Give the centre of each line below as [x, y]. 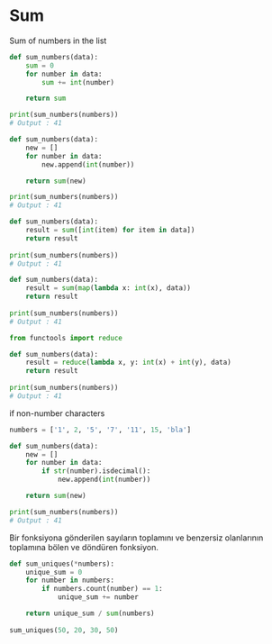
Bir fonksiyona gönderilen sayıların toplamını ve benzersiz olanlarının [136, 538]
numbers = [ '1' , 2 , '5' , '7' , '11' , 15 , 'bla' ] [100, 430]
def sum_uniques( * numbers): [62, 564]
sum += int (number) [78, 82]
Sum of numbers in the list [58, 41]
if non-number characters [57, 413]
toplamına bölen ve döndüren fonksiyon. [84, 547]
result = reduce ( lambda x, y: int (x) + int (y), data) [128, 363]
